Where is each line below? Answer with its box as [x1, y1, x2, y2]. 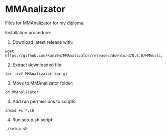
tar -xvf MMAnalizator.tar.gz [5, 71, 68, 76]
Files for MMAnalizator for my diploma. [5, 20, 85, 26]
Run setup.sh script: [12, 117, 54, 123]
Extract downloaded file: [12, 62, 63, 68]
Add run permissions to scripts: [12, 98, 77, 104]
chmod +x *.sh [5, 108, 35, 113]
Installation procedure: [5, 29, 51, 35]
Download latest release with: [12, 39, 73, 45]
